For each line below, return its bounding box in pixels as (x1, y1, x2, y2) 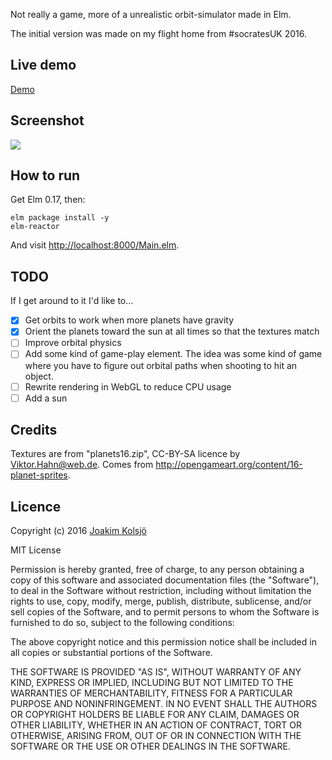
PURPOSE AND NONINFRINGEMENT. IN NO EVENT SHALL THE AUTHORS (10, 698, 318, 710)
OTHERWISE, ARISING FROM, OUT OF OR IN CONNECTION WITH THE (10, 730, 302, 742)
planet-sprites (10, 469, 68, 481)
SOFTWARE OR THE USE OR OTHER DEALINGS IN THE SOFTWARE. (10, 740, 291, 753)
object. (24, 370, 54, 382)
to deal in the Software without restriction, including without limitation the (10, 585, 312, 597)
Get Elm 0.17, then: (10, 194, 86, 206)
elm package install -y (10, 213, 110, 223)
